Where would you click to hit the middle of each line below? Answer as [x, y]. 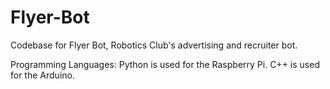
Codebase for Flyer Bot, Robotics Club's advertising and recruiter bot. [154, 45]
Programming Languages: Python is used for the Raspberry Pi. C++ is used [165, 64]
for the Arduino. [42, 75]
